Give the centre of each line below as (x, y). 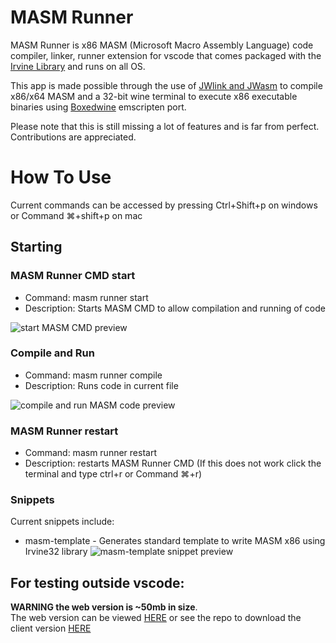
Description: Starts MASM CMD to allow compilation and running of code (175, 308)
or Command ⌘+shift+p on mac (76, 215)
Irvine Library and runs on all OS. (78, 66)
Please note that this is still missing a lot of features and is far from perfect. (165, 126)
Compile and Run (52, 353)
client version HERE (51, 628)
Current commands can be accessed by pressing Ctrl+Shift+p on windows (164, 205)
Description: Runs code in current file (101, 385)
